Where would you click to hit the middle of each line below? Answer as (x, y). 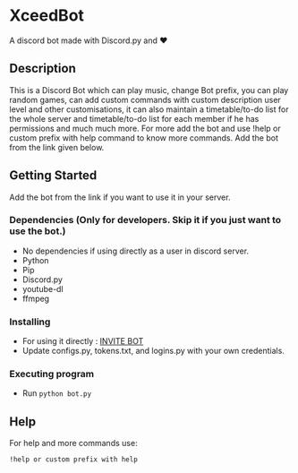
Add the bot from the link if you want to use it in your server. (120, 197)
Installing (30, 322)
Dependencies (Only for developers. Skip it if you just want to (145, 220)
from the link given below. (57, 147)
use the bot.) (38, 231)
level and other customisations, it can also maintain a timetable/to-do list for (149, 109)
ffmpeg (36, 298)
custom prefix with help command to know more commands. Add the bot (144, 138)
